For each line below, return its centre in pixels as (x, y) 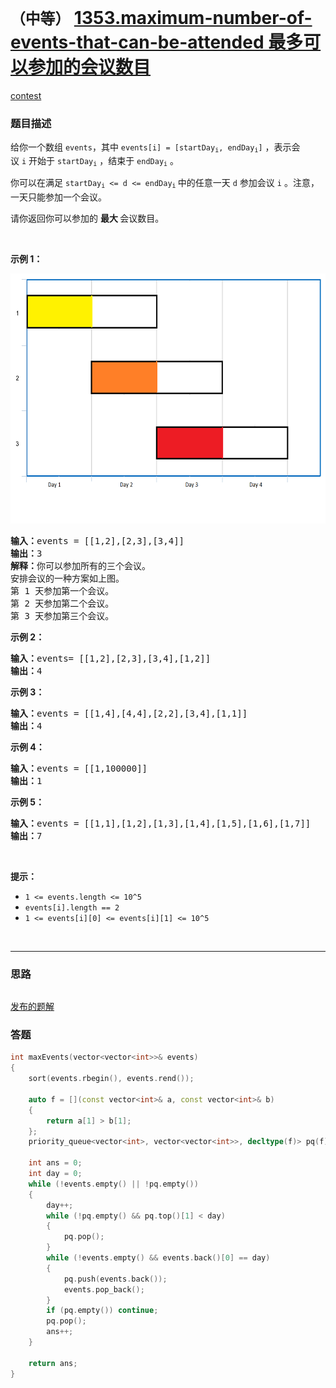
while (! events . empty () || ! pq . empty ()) (113, 1184)
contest (26, 95)
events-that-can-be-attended (137, 42)
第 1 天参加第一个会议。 (62, 590)
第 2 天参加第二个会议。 (62, 603)
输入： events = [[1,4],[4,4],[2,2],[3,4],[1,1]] (129, 713)
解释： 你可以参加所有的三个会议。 (80, 565)
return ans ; (53, 1363)
